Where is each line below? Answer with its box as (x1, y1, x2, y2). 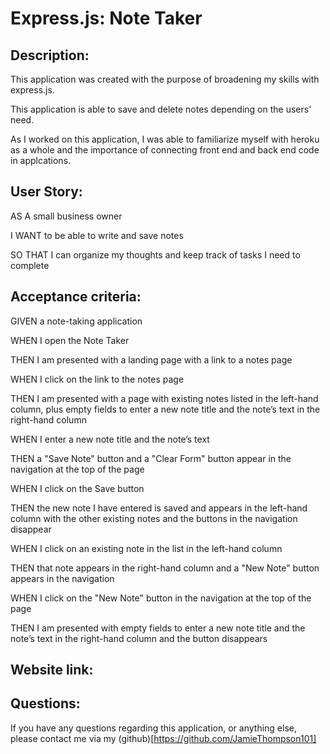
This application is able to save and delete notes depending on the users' (10, 103, 312, 115)
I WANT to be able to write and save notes (10, 229, 184, 241)
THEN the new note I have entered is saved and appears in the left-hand (10, 502, 308, 514)
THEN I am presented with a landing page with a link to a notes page (10, 353, 293, 366)
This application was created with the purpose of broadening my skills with (10, 73, 320, 85)
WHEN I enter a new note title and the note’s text (10, 433, 210, 445)
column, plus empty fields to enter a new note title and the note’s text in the (10, 403, 321, 415)
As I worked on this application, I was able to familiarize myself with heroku (10, 133, 320, 145)
